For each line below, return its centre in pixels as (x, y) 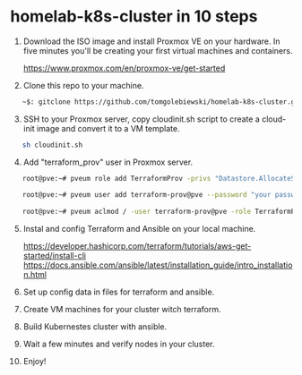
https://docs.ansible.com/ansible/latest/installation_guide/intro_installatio (158, 265)
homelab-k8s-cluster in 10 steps (134, 17)
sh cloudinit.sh (52, 145)
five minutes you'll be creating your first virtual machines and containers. (158, 50)
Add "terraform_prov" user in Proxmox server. (108, 162)
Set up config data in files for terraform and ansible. (119, 292)
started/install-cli (54, 256)
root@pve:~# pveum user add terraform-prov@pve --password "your (147, 195)
